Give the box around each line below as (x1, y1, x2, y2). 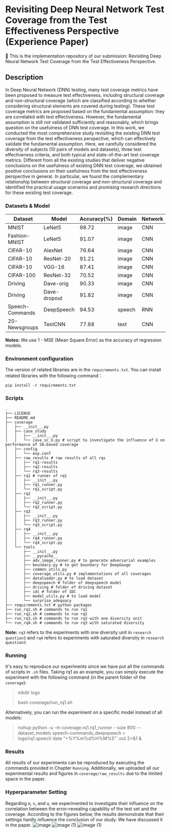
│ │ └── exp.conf (5, 451, 51, 456)
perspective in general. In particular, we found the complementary (5, 173, 144, 179)
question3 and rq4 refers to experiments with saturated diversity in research (5, 634, 164, 640)
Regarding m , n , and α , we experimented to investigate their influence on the (5, 800, 164, 806)
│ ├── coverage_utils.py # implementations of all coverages (5, 571, 152, 576)
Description (5, 73, 43, 82)
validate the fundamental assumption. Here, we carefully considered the (5, 141, 157, 147)
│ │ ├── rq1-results (5, 460, 58, 465)
